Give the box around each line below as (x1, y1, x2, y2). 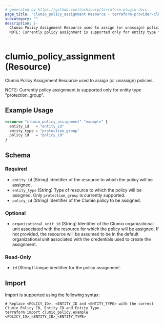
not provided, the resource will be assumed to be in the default (12, 231, 139, 237)
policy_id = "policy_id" (9, 133, 64, 138)
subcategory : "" (5, 16, 38, 21)
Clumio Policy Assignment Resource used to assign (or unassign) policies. (5, 77, 154, 83)
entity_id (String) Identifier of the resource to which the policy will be (12, 176, 153, 182)
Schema (5, 151, 31, 159)
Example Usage (5, 106, 54, 115)
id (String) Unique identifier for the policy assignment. (12, 265, 121, 271)
